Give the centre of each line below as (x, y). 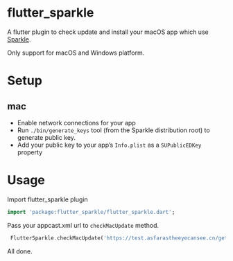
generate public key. (46, 137)
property (30, 152)
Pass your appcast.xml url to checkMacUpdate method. (83, 225)
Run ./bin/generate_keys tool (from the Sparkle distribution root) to (113, 130)
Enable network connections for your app (77, 123)
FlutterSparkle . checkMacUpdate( (57, 238)
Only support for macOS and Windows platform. (76, 53)
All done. (20, 251)
